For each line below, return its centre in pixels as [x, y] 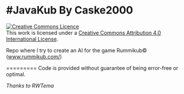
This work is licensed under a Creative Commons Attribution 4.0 [84, 32]
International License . [32, 39]
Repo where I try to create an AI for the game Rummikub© [77, 50]
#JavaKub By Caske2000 [70, 10]
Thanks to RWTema [30, 85]
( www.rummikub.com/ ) [34, 56]
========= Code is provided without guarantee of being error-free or [92, 68]
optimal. [16, 74]
